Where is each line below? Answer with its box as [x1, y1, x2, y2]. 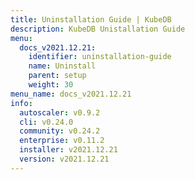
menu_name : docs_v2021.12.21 [10, 89, 132, 99]
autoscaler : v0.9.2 [19, 107, 101, 118]
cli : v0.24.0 [19, 117, 74, 127]
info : [10, 98, 33, 108]
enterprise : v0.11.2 [19, 136, 105, 146]
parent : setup [28, 71, 87, 81]
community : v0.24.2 [19, 126, 101, 136]
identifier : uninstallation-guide [28, 52, 172, 62]
